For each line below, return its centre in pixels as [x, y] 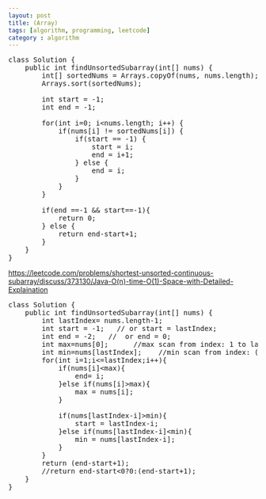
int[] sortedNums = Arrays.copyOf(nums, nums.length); [150, 76]
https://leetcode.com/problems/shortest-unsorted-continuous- [111, 273]
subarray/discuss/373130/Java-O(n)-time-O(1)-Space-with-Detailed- [121, 281]
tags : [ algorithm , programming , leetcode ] [79, 30]
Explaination [28, 290]
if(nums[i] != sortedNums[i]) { [121, 131]
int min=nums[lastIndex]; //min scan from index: [146, 352]
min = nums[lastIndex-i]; [125, 440]
